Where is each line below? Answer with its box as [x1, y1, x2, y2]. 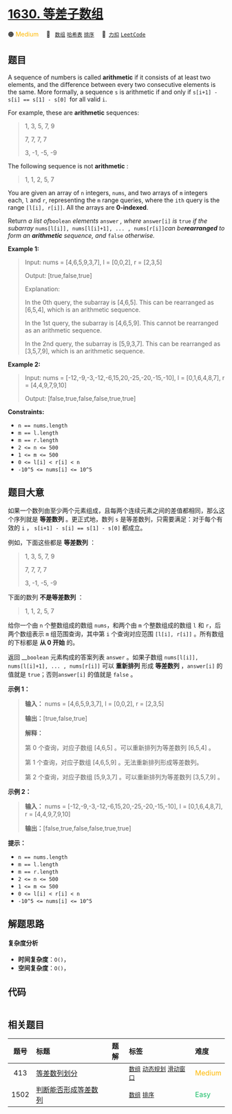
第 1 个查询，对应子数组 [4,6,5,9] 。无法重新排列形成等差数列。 [24, 758, 203, 766]
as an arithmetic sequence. [24, 326, 102, 335]
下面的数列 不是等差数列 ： [8, 593, 84, 601]
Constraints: [8, 408, 45, 416]
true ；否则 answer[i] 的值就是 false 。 [27, 670, 137, 678]
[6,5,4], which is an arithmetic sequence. [24, 305, 141, 314]
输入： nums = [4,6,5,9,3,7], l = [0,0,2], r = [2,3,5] [24, 699, 165, 708]
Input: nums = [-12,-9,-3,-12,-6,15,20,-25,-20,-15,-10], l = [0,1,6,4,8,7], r [24, 373, 225, 381]
